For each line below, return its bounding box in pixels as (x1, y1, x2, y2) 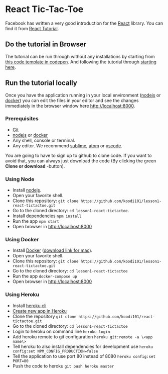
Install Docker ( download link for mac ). (12, 247, 93, 253)
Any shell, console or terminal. (12, 137, 75, 143)
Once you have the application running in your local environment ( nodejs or (5, 92, 161, 98)
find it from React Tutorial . (5, 25, 59, 31)
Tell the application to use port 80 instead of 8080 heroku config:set (12, 353, 156, 359)
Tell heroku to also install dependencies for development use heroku (12, 343, 153, 349)
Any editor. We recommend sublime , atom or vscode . (12, 142, 123, 149)
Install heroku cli (12, 303, 47, 309)
